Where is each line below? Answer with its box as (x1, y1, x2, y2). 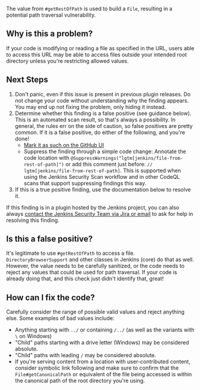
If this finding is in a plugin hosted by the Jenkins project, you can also (6, 203, 180, 211)
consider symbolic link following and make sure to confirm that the (14, 364, 179, 371)
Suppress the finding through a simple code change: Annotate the (23, 148, 186, 155)
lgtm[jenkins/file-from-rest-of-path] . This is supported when (23, 167, 181, 174)
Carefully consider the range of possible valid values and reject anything (6, 308, 185, 316)
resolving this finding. (6, 217, 60, 224)
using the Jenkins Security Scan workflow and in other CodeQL (23, 173, 180, 180)
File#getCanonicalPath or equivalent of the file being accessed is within (14, 371, 192, 378)
